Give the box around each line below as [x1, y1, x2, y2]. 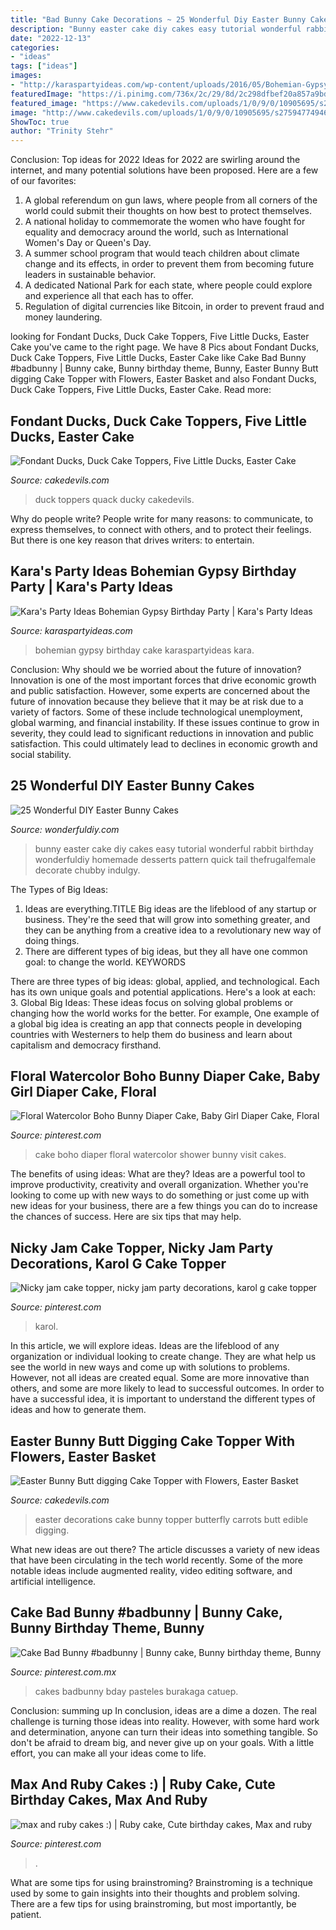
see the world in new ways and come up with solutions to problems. [10, 1361, 290, 1373]
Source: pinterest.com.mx [10, 1666, 117, 1678]
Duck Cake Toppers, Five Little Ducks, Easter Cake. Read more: [10, 384, 272, 396]
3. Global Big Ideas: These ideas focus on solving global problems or [10, 996, 294, 1008]
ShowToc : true [10, 117, 70, 127]
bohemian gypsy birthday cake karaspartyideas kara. [34, 644, 255, 656]
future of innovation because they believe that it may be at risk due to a [10, 695, 304, 707]
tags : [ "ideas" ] [10, 61, 78, 71]
